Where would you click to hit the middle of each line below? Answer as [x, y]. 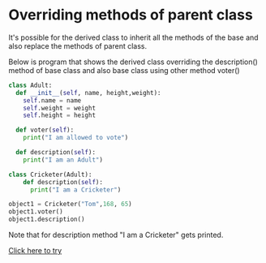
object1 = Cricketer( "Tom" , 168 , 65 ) [70, 205]
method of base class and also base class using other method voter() [124, 70]
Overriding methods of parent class [131, 15]
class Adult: [30, 85]
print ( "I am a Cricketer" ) [75, 190]
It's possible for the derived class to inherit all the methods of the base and [133, 37]
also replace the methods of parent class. [78, 45]
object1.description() [47, 220]
